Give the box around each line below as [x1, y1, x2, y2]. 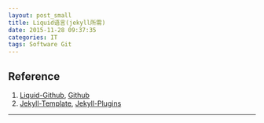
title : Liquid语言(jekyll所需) [8, 19, 106, 27]
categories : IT [8, 33, 58, 42]
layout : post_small [8, 11, 72, 20]
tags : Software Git [8, 41, 72, 49]
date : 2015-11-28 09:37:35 [8, 26, 97, 34]
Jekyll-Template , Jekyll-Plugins [19, 99, 122, 108]
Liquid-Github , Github [19, 90, 90, 99]
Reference [8, 70, 60, 83]
